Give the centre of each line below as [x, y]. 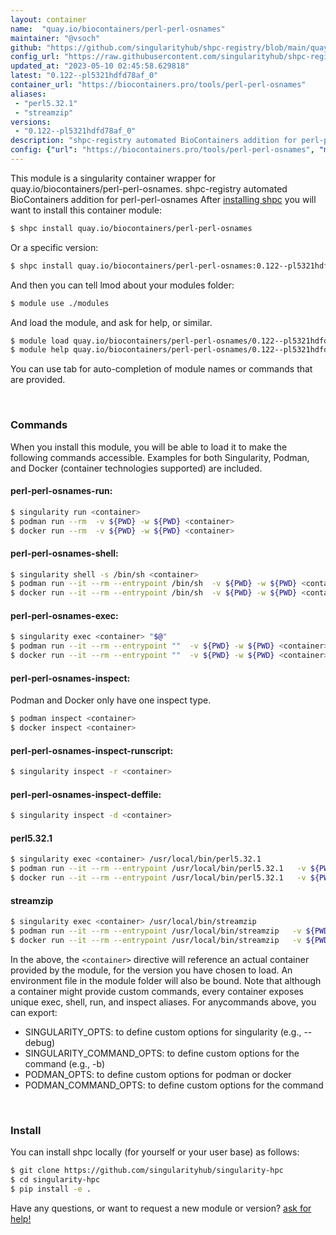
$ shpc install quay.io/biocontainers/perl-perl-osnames [131, 228]
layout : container [48, 19]
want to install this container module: [86, 210]
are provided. [38, 380]
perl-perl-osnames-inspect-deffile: [86, 794]
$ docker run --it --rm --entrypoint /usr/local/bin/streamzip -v [156, 940]
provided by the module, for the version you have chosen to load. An [151, 970]
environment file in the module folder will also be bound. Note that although [166, 980]
